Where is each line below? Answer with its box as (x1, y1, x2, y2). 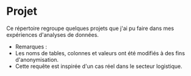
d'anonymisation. (15, 56, 59, 63)
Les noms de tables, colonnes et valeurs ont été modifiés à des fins (15, 49, 185, 56)
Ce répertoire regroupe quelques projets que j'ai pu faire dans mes (6, 25, 175, 32)
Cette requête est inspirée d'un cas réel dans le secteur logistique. (15, 63, 183, 70)
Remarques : (15, 43, 48, 50)
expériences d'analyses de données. (6, 31, 99, 38)
